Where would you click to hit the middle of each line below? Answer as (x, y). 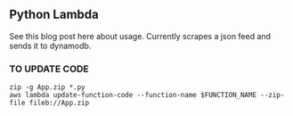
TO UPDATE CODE (49, 69)
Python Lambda (54, 15)
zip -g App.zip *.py (48, 87)
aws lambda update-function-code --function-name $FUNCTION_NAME (133, 95)
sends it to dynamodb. (50, 46)
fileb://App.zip (59, 103)
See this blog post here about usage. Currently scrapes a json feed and (140, 36)
